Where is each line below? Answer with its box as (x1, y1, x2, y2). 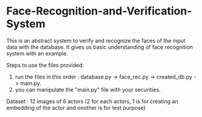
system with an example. (6, 49, 68, 57)
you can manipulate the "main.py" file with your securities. (15, 86, 161, 93)
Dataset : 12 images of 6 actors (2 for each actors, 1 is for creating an (6, 98, 178, 105)
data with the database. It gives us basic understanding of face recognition (6, 43, 194, 51)
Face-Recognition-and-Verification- (6, 4, 192, 18)
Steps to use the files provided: (6, 62, 84, 69)
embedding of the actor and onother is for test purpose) (6, 104, 146, 111)
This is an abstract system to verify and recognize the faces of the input (6, 37, 186, 44)
